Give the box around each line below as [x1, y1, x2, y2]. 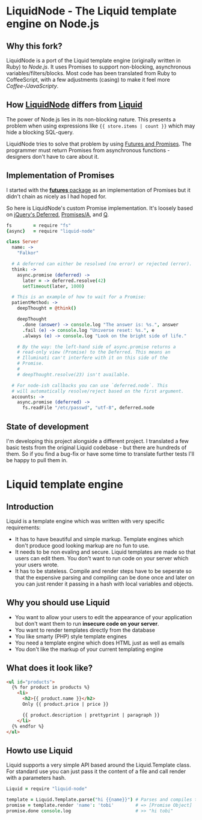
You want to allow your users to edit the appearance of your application [14, 613, 192, 620]
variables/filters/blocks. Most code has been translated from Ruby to [6, 70, 177, 76]
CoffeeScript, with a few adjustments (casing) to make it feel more [6, 76, 170, 83]
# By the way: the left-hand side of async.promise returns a [17, 344, 176, 350]
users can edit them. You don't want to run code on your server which [14, 554, 189, 561]
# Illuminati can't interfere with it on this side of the [17, 355, 168, 361]
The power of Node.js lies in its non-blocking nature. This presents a [6, 115, 176, 123]
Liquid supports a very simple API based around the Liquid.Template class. [6, 762, 191, 769]
